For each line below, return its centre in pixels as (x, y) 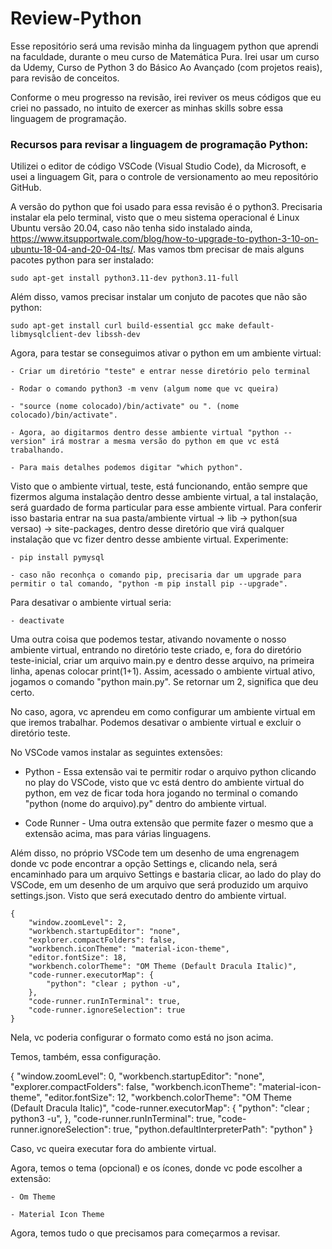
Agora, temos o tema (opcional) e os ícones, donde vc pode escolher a (156, 1168)
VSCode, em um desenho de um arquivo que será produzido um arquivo (159, 885)
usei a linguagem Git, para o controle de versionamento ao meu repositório (164, 177)
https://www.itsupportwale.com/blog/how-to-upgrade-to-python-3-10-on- (164, 239)
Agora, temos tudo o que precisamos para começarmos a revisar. (145, 1233)
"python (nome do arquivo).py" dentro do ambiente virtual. (145, 804)
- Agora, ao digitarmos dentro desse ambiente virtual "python (145, 433)
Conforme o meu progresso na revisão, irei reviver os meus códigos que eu (166, 97)
